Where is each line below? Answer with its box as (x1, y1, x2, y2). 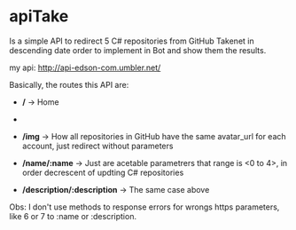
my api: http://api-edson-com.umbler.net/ (9, 62, 161, 73)
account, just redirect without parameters (21, 140, 174, 151)
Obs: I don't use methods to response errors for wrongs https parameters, (9, 202, 280, 212)
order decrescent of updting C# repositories (21, 167, 184, 178)
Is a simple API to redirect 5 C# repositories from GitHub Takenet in (9, 36, 254, 46)
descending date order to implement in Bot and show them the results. (9, 44, 267, 55)
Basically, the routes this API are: (9, 79, 129, 90)
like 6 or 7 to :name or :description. (9, 210, 137, 221)
